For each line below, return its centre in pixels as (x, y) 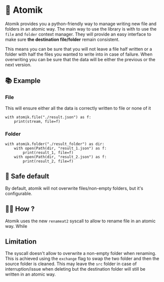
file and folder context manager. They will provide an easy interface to (78, 34)
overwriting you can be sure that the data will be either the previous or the (80, 59)
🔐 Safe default (27, 176)
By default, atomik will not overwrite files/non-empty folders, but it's (74, 188)
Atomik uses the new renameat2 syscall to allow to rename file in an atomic (81, 221)
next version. (18, 65)
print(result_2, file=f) (48, 161)
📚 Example (23, 81)
